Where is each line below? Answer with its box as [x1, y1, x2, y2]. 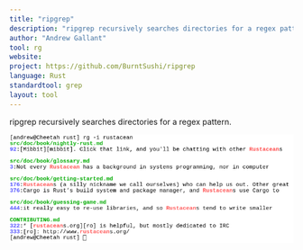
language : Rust [9, 72, 67, 81]
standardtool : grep [9, 81, 83, 90]
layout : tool [9, 90, 59, 99]
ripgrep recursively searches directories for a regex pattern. [9, 116, 232, 127]
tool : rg [9, 43, 42, 52]
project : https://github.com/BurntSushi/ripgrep [9, 62, 196, 71]
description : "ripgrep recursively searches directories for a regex [9, 23, 277, 33]
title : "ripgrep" [9, 14, 75, 23]
